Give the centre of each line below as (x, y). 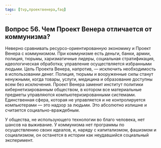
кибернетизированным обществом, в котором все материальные (73, 90)
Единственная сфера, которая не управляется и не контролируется (75, 100)
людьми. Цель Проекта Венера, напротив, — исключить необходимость (80, 69)
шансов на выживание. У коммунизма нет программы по (65, 125)
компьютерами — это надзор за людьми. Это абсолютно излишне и (76, 105)
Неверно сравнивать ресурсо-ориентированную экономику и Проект (78, 49)
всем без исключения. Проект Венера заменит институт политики (74, 84)
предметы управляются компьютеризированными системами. (71, 95)
